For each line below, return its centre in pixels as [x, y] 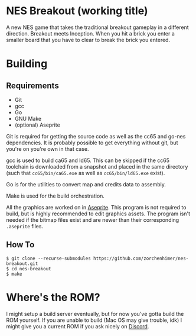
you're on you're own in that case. [48, 148]
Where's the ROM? [53, 297]
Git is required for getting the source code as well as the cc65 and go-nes [96, 136]
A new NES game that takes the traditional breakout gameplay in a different [97, 27]
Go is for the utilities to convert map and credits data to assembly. [86, 184]
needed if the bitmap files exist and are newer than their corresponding [93, 219]
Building [27, 64]
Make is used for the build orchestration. [55, 196]
